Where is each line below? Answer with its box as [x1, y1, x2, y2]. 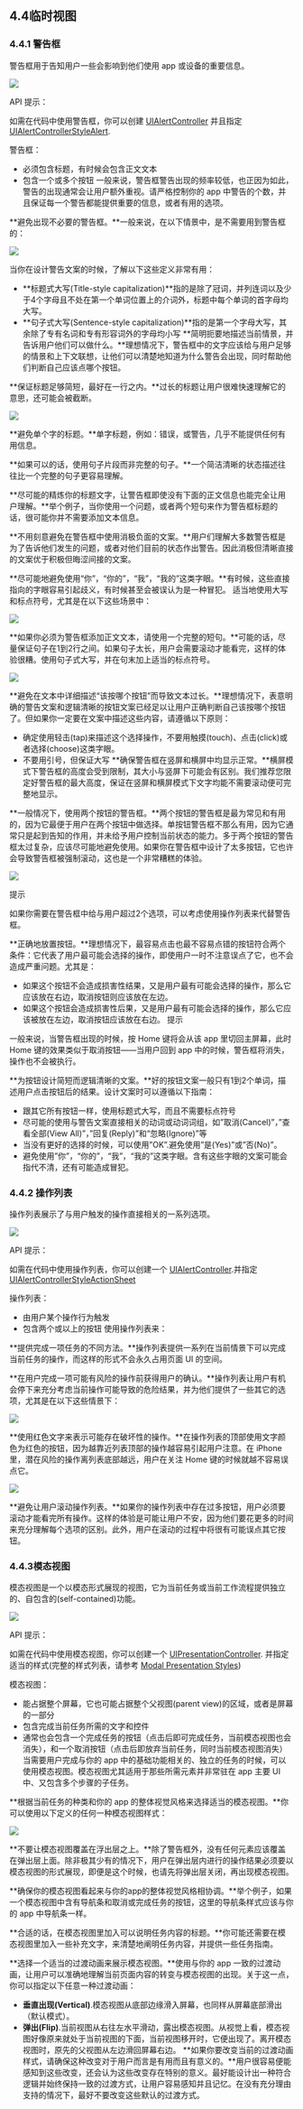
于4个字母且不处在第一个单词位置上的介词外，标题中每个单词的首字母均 [22, 294, 289, 305]
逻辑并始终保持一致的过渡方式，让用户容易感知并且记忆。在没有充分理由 [22, 2078, 291, 2089]
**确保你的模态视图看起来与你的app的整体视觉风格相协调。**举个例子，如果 [9, 1885, 293, 1897]
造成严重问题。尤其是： [9, 960, 96, 972]
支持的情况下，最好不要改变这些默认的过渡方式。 [22, 2090, 205, 2101]
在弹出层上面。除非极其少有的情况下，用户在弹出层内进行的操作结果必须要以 [9, 1855, 294, 1866]
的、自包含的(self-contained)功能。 [9, 1594, 141, 1605]
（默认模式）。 [22, 2011, 75, 2021]
